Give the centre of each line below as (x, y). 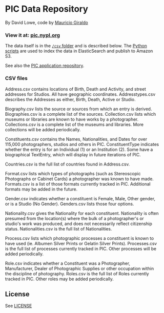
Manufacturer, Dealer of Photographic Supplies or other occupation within (80, 268)
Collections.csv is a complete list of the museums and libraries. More (74, 124)
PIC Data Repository (47, 9)
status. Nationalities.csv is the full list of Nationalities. (59, 229)
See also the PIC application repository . (45, 66)
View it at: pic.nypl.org (32, 35)
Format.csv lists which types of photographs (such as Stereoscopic (73, 173)
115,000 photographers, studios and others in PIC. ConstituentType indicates (82, 144)
